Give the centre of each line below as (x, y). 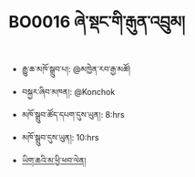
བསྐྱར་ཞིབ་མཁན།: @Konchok (68, 91)
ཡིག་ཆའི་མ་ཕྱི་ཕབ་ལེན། (54, 160)
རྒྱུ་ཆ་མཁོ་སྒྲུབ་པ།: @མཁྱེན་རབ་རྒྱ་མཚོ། (76, 68)
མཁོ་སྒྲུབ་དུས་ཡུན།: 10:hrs (60, 137)
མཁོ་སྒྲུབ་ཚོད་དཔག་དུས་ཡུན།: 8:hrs (73, 114)
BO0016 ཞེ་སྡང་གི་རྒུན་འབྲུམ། (97, 22)
